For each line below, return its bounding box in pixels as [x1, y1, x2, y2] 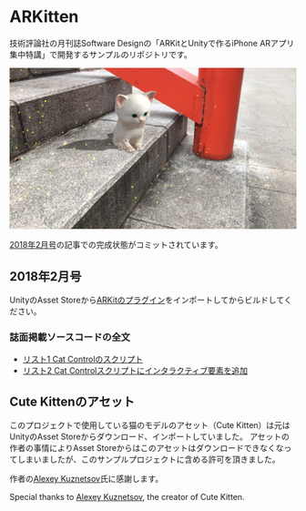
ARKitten [9, 6, 79, 27]
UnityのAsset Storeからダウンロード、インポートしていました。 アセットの [9, 431, 290, 443]
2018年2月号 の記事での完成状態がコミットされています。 [9, 240, 223, 250]
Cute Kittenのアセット [9, 393, 135, 409]
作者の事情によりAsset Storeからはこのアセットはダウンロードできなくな [9, 443, 284, 454]
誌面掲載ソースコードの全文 [9, 331, 130, 343]
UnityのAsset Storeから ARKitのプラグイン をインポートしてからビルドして [9, 294, 284, 306]
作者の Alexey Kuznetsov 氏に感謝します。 [9, 474, 164, 485]
